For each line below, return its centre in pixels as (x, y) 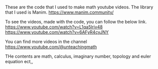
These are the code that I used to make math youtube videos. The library (79, 7)
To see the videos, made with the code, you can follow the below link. (76, 22)
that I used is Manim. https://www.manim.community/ (59, 12)
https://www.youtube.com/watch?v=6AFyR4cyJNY (57, 32)
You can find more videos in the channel (46, 42)
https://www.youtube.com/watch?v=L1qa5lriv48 (54, 27)
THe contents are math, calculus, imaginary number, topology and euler (78, 56)
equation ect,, (19, 61)
